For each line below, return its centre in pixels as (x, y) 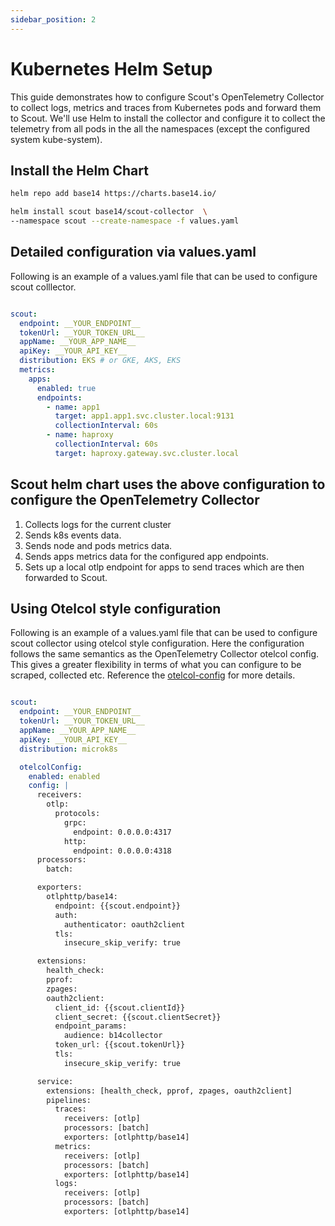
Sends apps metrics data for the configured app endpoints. (147, 556)
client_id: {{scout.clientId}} (120, 1007)
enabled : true (66, 388)
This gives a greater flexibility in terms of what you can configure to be (156, 665)
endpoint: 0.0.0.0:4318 (122, 851)
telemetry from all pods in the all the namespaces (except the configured (160, 128)
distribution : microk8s (68, 749)
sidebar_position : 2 (53, 19)
